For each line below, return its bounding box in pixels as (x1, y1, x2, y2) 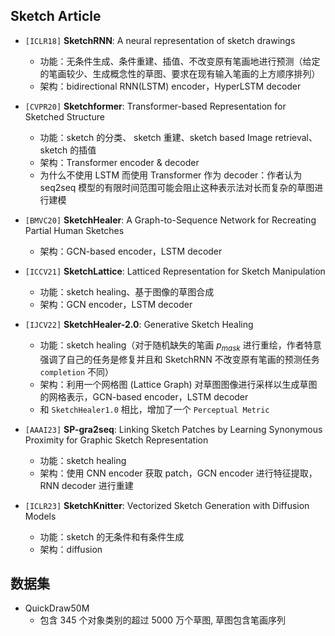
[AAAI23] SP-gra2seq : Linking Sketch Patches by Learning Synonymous (24, 423, 323, 435)
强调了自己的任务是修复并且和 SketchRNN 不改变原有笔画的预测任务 (39, 353, 320, 365)
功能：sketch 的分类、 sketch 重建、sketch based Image (39, 131, 273, 143)
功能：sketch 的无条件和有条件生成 (39, 530, 185, 543)
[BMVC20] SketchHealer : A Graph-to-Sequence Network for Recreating (24, 214, 317, 226)
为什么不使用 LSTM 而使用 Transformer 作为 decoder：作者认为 (39, 169, 303, 181)
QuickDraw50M (24, 602, 90, 614)
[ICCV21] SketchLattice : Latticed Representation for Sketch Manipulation (24, 265, 326, 277)
